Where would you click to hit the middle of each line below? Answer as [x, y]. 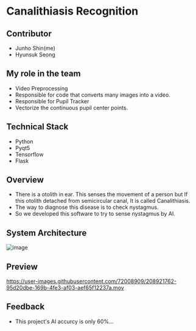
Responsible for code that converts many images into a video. [93, 95]
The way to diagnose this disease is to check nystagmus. [87, 207]
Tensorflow [29, 154]
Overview [25, 180]
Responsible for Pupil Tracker [52, 101]
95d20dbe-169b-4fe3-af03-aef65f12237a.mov [65, 288]
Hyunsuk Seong [35, 55]
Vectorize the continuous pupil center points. [72, 107]
